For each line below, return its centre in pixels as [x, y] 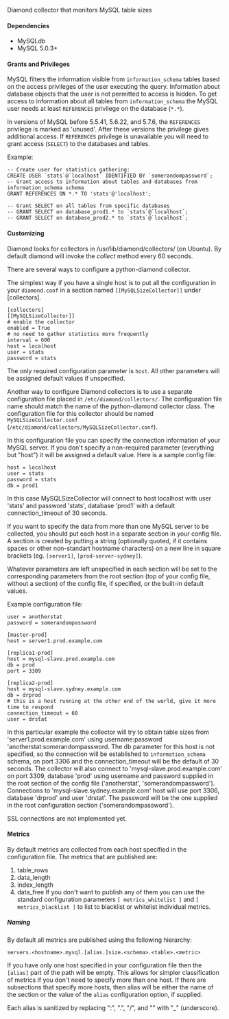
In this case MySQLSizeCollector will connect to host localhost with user [109, 498]
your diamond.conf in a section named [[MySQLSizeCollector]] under [104, 290]
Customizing [26, 233]
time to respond [30, 707]
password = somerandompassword [52, 622]
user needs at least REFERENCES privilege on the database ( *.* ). [96, 109]
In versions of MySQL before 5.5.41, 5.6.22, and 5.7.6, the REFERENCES [104, 122]
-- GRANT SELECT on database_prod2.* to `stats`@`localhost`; [98, 218]
